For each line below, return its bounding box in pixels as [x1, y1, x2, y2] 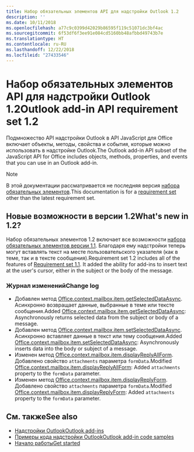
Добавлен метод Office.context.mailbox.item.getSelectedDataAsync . [14, 295, 183, 302]
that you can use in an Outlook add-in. [6, 159, 98, 166]
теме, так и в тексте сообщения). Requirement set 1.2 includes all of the [6, 254, 181, 261]
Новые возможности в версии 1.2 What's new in [6, 211, 189, 221]
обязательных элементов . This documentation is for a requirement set [6, 188, 176, 195]
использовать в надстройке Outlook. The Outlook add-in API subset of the [6, 147, 187, 154]
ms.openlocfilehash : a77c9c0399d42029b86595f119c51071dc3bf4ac [6, 25, 164, 31]
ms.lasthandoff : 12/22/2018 [6, 47, 75, 53]
